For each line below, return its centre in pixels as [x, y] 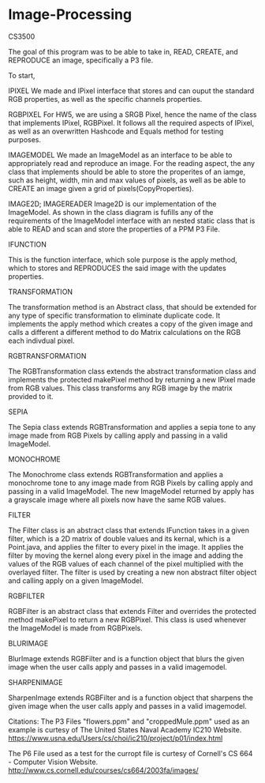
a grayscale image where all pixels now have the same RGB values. [117, 499]
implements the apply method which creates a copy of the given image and [131, 324]
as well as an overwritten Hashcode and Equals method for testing [116, 131]
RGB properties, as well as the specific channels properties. [105, 99]
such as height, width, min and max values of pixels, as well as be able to [127, 180]
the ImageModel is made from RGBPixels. [76, 628]
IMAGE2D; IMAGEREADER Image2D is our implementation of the [112, 204]
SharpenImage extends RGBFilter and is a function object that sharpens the [131, 698]
